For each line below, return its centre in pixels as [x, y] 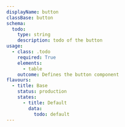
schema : [16, 23]
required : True [37, 57]
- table [32, 69]
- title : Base [30, 86]
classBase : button [30, 18]
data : [36, 108]
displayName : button [33, 12]
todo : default [51, 114]
